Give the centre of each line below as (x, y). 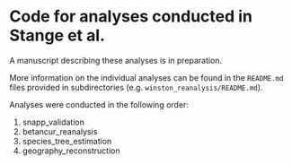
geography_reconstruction (71, 151)
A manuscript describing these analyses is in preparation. (116, 60)
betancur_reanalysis (60, 131)
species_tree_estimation (67, 141)
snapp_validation (53, 122)
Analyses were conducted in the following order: (99, 104)
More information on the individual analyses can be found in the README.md (146, 77)
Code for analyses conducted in (131, 17)
